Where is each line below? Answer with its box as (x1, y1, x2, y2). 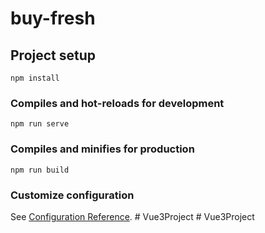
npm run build (10, 165, 70, 175)
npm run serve (10, 119, 70, 129)
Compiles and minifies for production (10, 142, 195, 156)
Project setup (10, 47, 97, 64)
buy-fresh (10, 7, 96, 30)
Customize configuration (10, 188, 135, 202)
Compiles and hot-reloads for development (10, 96, 225, 110)
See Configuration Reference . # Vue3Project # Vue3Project (10, 210, 255, 222)
